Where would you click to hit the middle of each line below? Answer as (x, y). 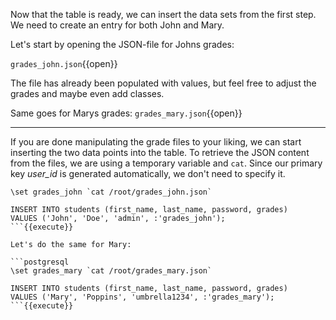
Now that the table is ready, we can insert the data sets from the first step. (163, 14)
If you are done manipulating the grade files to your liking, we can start (156, 142)
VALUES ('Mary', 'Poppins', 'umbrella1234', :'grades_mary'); (142, 297)
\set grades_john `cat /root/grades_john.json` (111, 192)
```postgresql (40, 262)
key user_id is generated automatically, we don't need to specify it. (148, 173)
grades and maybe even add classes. (87, 93)
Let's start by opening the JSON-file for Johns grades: (122, 44)
